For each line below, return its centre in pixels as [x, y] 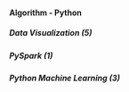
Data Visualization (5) [51, 33]
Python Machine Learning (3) [64, 78]
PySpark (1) [31, 55]
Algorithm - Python [45, 13]
